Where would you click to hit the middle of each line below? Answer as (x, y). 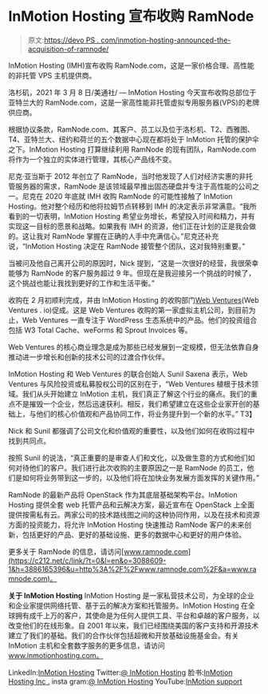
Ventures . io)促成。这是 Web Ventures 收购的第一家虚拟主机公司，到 (122, 310)
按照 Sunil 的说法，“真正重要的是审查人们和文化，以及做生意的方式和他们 (128, 458)
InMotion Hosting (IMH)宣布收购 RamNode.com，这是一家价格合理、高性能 (131, 65)
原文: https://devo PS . (63, 40)
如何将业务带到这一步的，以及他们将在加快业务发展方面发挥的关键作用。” (141, 478)
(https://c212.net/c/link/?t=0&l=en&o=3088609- (87, 561)
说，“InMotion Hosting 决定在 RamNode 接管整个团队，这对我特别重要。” (127, 246)
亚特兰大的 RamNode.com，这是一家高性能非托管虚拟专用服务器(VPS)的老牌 (134, 102)
